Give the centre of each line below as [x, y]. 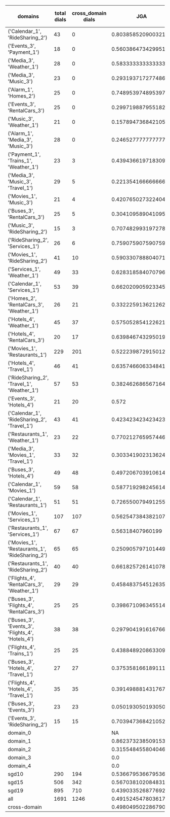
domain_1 [19, 741]
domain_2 [19, 749]
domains [28, 16]
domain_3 [19, 757]
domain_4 [19, 766]
